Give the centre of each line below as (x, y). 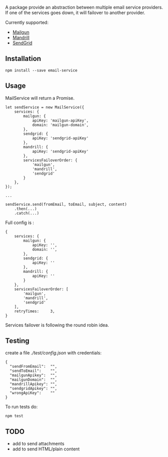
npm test (14, 416)
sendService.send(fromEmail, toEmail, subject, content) (66, 204)
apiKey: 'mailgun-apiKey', (60, 121)
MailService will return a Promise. (40, 98)
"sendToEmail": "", (33, 371)
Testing (17, 341)
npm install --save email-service (41, 70)
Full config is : (20, 222)
